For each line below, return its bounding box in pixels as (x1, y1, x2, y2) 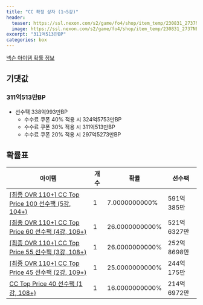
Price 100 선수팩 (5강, (9, 199, 71, 208)
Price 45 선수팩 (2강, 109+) (9, 268, 87, 277)
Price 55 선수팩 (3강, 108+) (9, 248, 87, 256)
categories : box (6, 37, 47, 43)
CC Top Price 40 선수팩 (9, 279, 75, 287)
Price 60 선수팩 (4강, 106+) (9, 227, 87, 236)
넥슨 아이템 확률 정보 (6, 54, 55, 61)
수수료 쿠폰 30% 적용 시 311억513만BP (24, 123, 116, 130)
